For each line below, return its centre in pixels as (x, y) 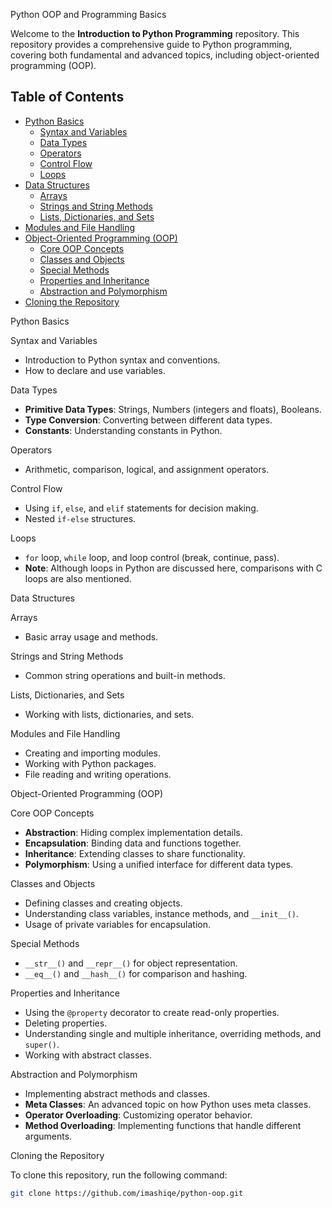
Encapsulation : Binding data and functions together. (133, 843)
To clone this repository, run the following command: (119, 1175)
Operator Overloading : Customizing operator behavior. (138, 1115)
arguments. (48, 1136)
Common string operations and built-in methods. (125, 675)
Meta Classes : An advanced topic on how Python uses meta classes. (168, 1104)
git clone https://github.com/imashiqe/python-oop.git (127, 1193)
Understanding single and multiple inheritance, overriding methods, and (173, 1033)
